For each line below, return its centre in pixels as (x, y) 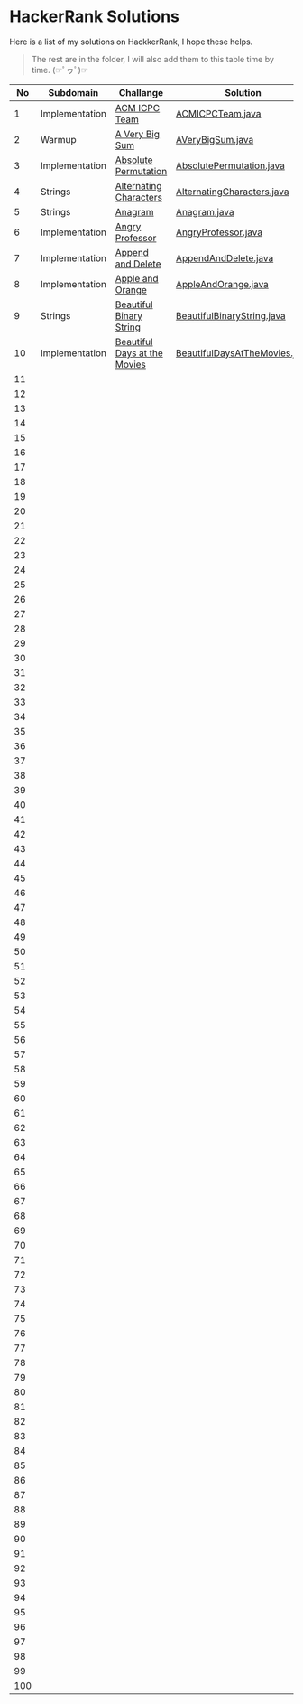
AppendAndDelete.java (225, 257)
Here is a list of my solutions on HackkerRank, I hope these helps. (131, 42)
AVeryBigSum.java (215, 139)
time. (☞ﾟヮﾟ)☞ (60, 70)
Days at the (139, 352)
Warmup (58, 139)
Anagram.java (205, 211)
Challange (141, 92)
